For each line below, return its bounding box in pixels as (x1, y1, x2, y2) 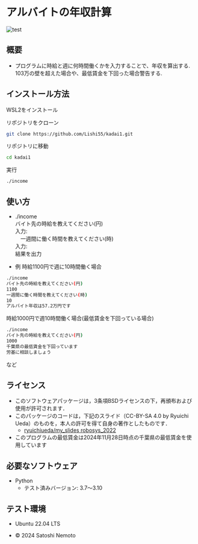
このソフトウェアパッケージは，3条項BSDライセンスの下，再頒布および (14, 397, 193, 405)
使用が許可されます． (14, 405, 68, 412)
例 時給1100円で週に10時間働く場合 (14, 263, 102, 270)
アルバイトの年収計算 (6, 5, 112, 19)
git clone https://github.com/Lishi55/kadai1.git (6, 131, 134, 137)
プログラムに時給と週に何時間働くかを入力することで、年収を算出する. (14, 62, 191, 69)
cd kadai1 (6, 154, 31, 160)
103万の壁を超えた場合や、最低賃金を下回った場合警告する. (14, 69, 162, 77)
